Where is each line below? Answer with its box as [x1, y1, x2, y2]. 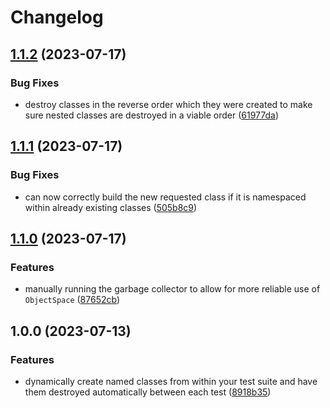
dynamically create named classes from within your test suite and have [24, 375, 318, 387]
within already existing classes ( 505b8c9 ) [24, 201, 198, 213]
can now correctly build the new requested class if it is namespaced [24, 191, 307, 203]
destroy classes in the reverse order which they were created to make [24, 98, 313, 110]
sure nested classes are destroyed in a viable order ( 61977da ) [24, 109, 280, 121]
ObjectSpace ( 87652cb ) [24, 294, 121, 306]
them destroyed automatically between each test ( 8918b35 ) [24, 386, 272, 398]
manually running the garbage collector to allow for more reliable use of [24, 283, 321, 295]
